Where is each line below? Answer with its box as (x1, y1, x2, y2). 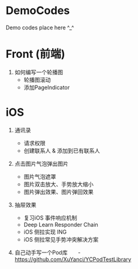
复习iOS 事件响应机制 (23, 214, 78, 221)
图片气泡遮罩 (23, 173, 56, 180)
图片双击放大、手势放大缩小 (23, 181, 94, 188)
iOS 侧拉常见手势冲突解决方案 (23, 235, 99, 243)
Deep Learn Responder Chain (23, 221, 98, 228)
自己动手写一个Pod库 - (14, 248, 81, 256)
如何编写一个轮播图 (14, 68, 64, 76)
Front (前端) (5, 47, 65, 61)
